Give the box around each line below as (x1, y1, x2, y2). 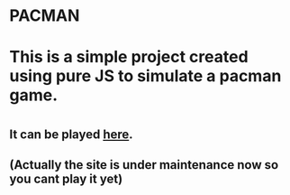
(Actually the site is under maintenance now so (9, 157, 279, 172)
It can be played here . (9, 126, 133, 142)
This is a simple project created (9, 47, 249, 68)
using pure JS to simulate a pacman (9, 66, 282, 87)
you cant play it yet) (9, 171, 123, 186)
